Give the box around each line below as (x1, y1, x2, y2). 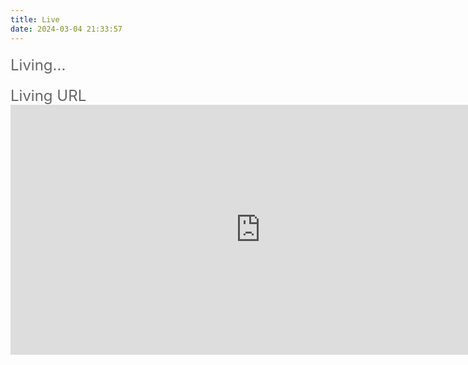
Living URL (10, 86, 87, 105)
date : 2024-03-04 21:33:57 (10, 24, 123, 34)
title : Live (10, 14, 60, 25)
